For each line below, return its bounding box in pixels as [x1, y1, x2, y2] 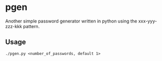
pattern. [23, 23, 40, 29]
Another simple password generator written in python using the [5, 18, 138, 24]
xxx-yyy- [138, 18, 157, 24]
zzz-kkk [5, 23, 22, 29]
